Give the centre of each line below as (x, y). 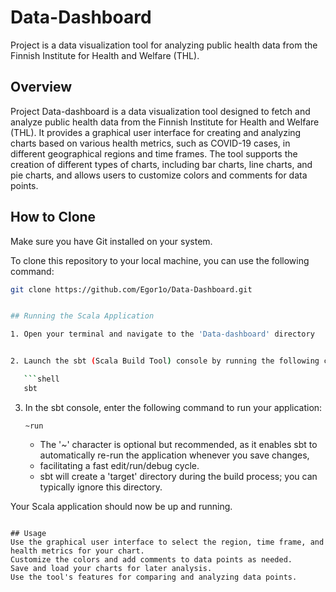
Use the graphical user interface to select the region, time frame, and (167, 542)
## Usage (28, 533)
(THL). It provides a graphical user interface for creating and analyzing (156, 132)
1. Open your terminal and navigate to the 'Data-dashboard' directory (162, 334)
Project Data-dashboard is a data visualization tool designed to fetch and (160, 111)
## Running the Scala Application (82, 316)
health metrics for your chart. (77, 551)
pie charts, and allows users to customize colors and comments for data (159, 175)
